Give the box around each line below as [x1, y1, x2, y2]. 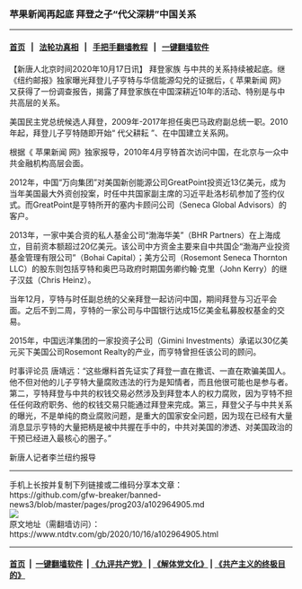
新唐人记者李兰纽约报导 [9, 452, 96, 462]
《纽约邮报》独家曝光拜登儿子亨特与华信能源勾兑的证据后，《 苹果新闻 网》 [9, 75, 286, 85]
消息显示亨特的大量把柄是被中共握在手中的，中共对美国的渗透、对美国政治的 [9, 421, 293, 432]
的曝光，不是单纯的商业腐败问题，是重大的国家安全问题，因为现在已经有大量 [9, 410, 293, 421]
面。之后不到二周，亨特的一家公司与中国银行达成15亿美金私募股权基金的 [9, 304, 277, 315]
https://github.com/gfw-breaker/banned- [9, 489, 162, 500]
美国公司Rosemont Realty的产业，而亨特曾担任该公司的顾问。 [32, 346, 262, 356]
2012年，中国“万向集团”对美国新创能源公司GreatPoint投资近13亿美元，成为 [9, 177, 287, 188]
